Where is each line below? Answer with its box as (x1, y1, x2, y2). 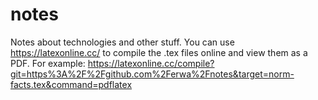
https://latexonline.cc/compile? (87, 57, 215, 69)
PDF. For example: (10, 57, 86, 69)
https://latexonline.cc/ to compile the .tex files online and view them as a (10, 46, 308, 58)
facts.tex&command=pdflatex (10, 78, 133, 90)
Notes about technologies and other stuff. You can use (10, 36, 235, 48)
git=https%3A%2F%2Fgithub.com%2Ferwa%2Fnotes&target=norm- (10, 68, 295, 80)
